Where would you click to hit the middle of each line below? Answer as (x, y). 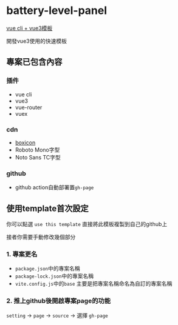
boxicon (25, 142)
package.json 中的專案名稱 (47, 269)
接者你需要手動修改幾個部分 (41, 237)
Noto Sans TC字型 (38, 157)
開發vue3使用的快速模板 (36, 41)
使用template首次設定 (48, 208)
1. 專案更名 (22, 254)
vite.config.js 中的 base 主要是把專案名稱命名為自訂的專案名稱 (94, 284)
